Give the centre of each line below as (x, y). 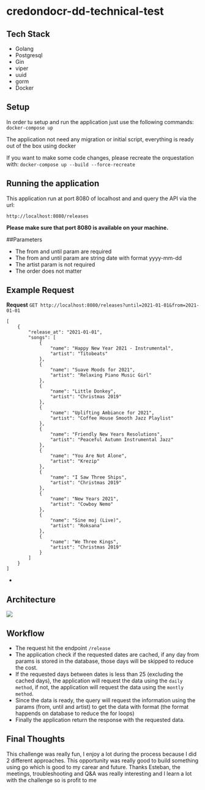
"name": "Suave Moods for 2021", (93, 370)
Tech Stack (28, 34)
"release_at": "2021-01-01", (65, 332)
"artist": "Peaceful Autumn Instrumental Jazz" (112, 440)
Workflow (25, 633)
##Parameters (24, 239)
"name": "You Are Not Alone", (88, 456)
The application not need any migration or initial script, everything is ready (100, 139)
